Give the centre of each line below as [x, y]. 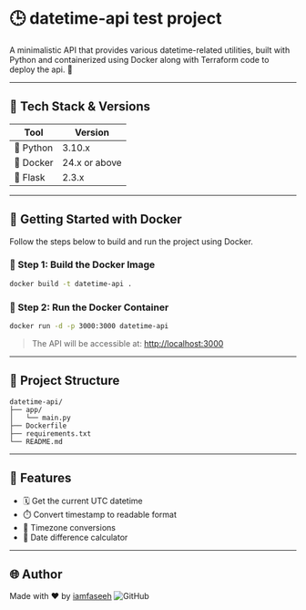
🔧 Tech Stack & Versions [80, 107]
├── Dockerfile [38, 426]
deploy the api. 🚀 [41, 69]
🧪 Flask [30, 177]
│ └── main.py [40, 418]
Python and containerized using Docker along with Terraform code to [139, 59]
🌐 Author [36, 574]
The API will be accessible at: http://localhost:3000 [127, 343]
